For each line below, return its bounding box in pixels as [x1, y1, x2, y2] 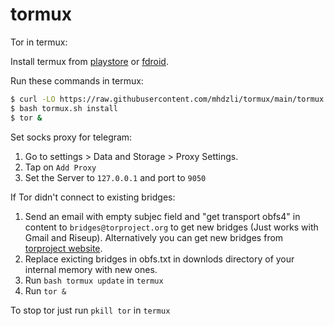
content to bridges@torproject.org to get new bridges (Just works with [24, 221, 319, 233]
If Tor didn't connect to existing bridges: [10, 191, 176, 203]
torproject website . [24, 242, 103, 254]
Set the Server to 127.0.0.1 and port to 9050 [24, 171, 207, 183]
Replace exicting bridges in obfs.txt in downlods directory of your [24, 253, 295, 265]
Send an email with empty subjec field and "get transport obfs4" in [24, 210, 301, 222]
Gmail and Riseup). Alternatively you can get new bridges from [24, 231, 284, 243]
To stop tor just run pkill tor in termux [10, 304, 171, 316]
